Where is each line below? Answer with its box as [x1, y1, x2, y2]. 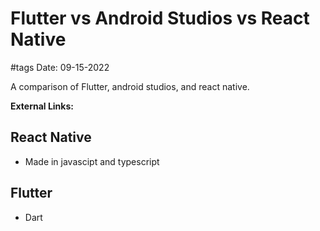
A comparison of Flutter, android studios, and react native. [10, 80, 250, 92]
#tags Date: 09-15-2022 [10, 61, 110, 73]
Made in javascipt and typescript [24, 155, 160, 167]
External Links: [10, 100, 74, 112]
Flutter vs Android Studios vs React [10, 7, 310, 30]
